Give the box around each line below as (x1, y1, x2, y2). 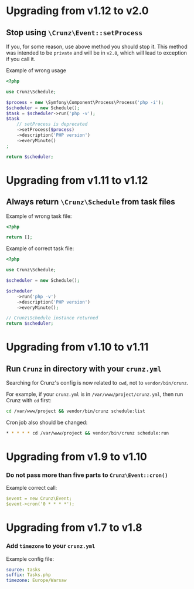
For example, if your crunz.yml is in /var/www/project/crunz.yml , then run (6, 391, 183, 398)
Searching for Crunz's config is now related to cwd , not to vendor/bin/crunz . (6, 379, 189, 386)
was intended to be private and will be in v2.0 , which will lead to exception (6, 49, 188, 56)
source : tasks (6, 567, 41, 573)
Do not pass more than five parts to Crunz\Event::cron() (6, 471, 168, 479)
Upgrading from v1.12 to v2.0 (6, 4, 149, 18)
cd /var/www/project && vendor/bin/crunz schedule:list (6, 408, 145, 415)
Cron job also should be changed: (6, 419, 88, 426)
